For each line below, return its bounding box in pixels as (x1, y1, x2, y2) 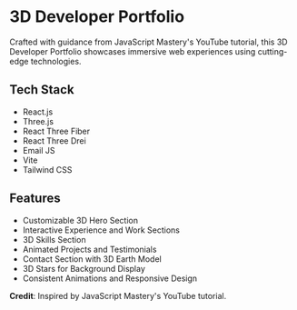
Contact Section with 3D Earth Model (22, 253, 162, 265)
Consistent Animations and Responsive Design (22, 273, 198, 284)
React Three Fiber (22, 125, 91, 136)
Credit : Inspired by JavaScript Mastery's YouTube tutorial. (9, 290, 227, 301)
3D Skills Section (22, 234, 86, 245)
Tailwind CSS (22, 164, 73, 175)
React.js (22, 106, 54, 117)
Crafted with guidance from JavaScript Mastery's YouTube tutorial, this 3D (9, 36, 288, 47)
